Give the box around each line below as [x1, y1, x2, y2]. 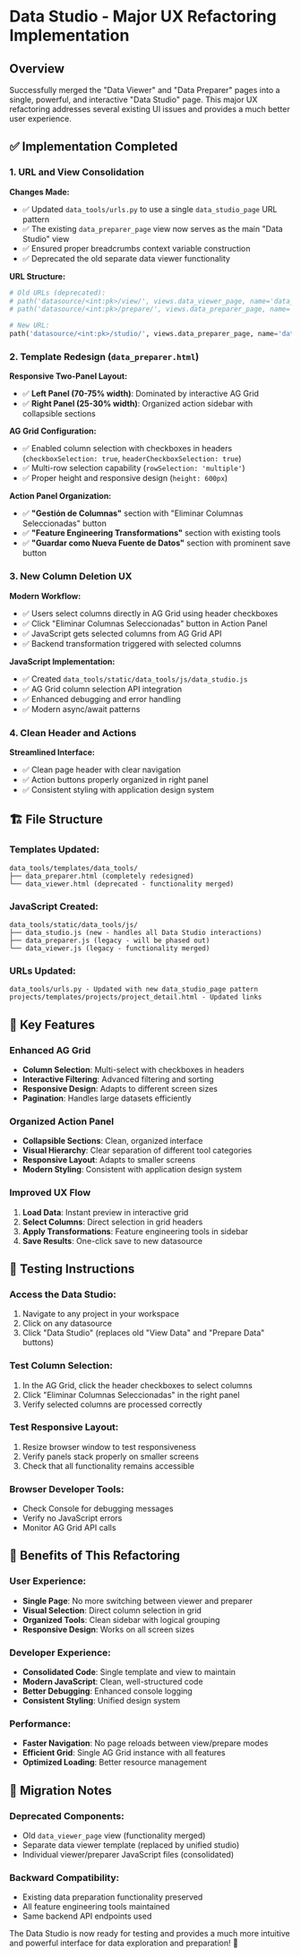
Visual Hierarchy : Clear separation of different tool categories [21, 1145, 253, 1156]
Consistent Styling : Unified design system [21, 1695, 181, 1706]
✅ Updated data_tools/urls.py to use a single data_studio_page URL [21, 203, 278, 214]
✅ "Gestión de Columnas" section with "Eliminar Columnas [21, 508, 244, 519]
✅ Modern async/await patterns [21, 703, 141, 714]
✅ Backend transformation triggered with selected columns [21, 638, 242, 648]
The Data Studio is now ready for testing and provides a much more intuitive [9, 1928, 290, 1939]
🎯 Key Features [9, 1017, 96, 1032]
